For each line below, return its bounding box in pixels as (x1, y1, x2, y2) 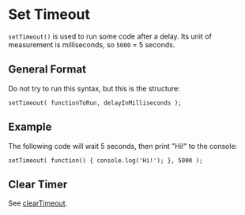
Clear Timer (8, 177, 68, 191)
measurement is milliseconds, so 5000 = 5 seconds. (8, 39, 175, 49)
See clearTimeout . (8, 198, 68, 208)
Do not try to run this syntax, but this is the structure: (8, 83, 180, 93)
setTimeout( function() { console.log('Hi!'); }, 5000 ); (8, 156, 203, 165)
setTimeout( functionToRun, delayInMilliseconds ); (8, 98, 182, 107)
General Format (8, 63, 87, 76)
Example (8, 120, 52, 134)
